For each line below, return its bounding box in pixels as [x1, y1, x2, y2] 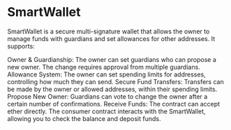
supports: [7, 42, 35, 50]
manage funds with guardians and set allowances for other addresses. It [7, 34, 216, 42]
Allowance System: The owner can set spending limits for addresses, [7, 70, 206, 79]
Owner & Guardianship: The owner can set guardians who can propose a [7, 55, 216, 63]
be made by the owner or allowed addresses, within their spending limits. [7, 85, 218, 93]
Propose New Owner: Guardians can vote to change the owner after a [7, 92, 208, 101]
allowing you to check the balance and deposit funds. [7, 114, 161, 122]
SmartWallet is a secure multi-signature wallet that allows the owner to [7, 27, 210, 35]
